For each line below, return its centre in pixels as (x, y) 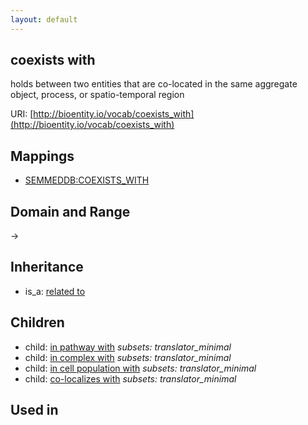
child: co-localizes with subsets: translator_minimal (130, 378)
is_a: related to (55, 291)
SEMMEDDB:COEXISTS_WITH (87, 180)
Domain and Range (70, 211)
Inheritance (47, 267)
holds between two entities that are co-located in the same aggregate (154, 84)
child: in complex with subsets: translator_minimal (128, 357)
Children (37, 322)
